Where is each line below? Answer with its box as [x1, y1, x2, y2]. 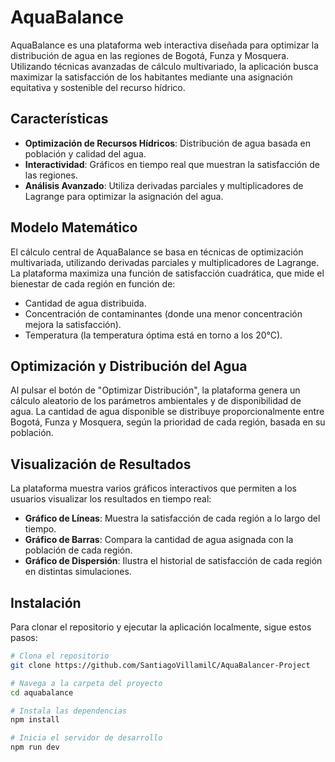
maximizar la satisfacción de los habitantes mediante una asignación [10, 71, 293, 83]
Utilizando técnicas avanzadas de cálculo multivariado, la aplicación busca [10, 60, 319, 72]
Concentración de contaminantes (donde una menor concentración [24, 307, 303, 320]
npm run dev [10, 742, 60, 753]
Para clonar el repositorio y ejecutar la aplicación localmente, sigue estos [10, 621, 312, 633]
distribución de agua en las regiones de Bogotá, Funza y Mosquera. [10, 49, 290, 61]
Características [10, 111, 109, 128]
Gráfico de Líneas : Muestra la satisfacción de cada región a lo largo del [24, 512, 321, 525]
